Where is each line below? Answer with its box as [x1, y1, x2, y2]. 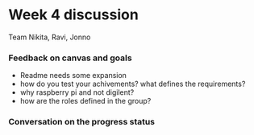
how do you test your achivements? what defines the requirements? [19, 79, 246, 89]
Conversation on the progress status [8, 117, 156, 128]
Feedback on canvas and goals [8, 52, 132, 63]
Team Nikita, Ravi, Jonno [8, 32, 91, 42]
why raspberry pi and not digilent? [19, 88, 135, 97]
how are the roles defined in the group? [19, 96, 152, 106]
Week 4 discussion [8, 6, 139, 24]
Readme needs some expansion [19, 71, 127, 80]
